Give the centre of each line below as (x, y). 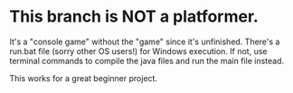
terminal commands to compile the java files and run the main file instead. (147, 60)
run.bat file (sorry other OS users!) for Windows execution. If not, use (138, 51)
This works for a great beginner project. (84, 78)
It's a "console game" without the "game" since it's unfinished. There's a (145, 42)
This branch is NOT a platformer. (134, 17)
